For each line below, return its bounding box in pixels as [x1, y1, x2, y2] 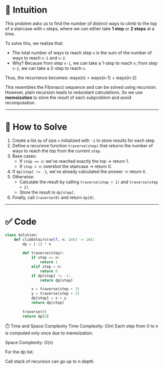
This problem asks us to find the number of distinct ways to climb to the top [5, 20, 157, 26]
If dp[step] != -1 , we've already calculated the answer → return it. [12, 168, 146, 175]
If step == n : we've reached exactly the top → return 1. [19, 158, 129, 164]
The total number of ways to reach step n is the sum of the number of [12, 50, 152, 56]
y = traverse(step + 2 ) [31, 291, 80, 296]
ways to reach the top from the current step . [12, 148, 102, 154]
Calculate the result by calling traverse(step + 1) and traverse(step [19, 179, 158, 185]
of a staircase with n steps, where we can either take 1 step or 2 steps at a [5, 25, 155, 31]
